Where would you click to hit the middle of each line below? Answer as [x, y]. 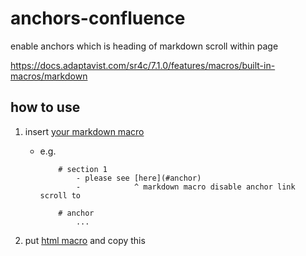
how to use [45, 107]
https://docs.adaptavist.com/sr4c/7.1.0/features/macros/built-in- [143, 65]
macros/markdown [49, 76]
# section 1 [83, 169]
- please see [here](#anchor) [138, 178]
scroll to [60, 195]
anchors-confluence [98, 18]
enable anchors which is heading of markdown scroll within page [144, 46]
